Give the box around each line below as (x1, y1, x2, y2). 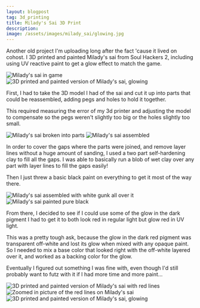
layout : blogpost (6, 8, 50, 15)
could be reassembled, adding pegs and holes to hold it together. (6, 96, 167, 103)
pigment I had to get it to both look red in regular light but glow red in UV (6, 216, 184, 223)
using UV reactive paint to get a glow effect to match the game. (6, 60, 162, 67)
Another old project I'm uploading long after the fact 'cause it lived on (6, 47, 177, 54)
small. (6, 120, 21, 127)
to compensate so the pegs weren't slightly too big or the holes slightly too (6, 114, 190, 121)
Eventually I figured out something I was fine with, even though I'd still (6, 264, 179, 272)
